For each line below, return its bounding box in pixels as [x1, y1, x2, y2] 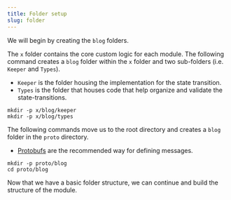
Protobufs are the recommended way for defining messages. [17, 146, 194, 154]
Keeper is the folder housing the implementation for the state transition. [17, 78, 222, 86]
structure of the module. [7, 185, 78, 194]
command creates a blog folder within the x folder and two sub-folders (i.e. [7, 57, 224, 65]
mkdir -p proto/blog [7, 159, 68, 167]
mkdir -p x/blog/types [7, 113, 73, 120]
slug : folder [7, 17, 45, 24]
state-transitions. [17, 93, 67, 102]
